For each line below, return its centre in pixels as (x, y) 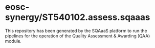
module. (13, 41)
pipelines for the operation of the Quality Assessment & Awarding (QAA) (77, 36)
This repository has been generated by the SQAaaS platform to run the (76, 31)
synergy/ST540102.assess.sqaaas (77, 17)
